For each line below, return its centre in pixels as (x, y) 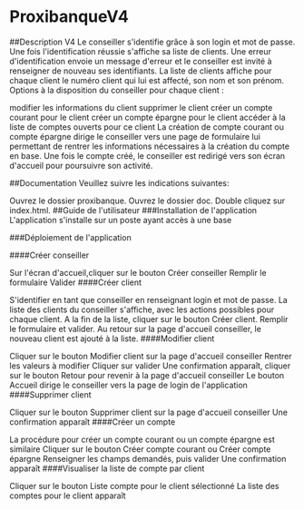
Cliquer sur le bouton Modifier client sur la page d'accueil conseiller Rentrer (151, 356)
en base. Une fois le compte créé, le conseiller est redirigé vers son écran (147, 155)
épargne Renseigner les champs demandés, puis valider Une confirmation (148, 458)
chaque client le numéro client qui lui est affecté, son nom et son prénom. (147, 80)
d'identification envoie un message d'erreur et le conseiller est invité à (141, 61)
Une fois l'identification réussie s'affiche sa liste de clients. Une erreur (141, 51)
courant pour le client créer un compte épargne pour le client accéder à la (147, 117)
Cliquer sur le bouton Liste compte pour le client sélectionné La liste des (144, 485)
